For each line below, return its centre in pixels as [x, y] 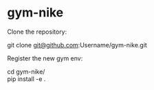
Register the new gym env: [45, 58]
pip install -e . [26, 79]
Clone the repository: [37, 32]
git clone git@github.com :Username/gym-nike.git [77, 45]
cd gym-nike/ [26, 71]
